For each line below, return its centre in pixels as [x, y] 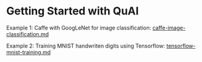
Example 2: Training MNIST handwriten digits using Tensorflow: [86, 46]
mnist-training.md [29, 52]
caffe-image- [169, 28]
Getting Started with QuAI [72, 11]
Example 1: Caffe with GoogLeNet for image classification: [79, 28]
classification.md [28, 34]
